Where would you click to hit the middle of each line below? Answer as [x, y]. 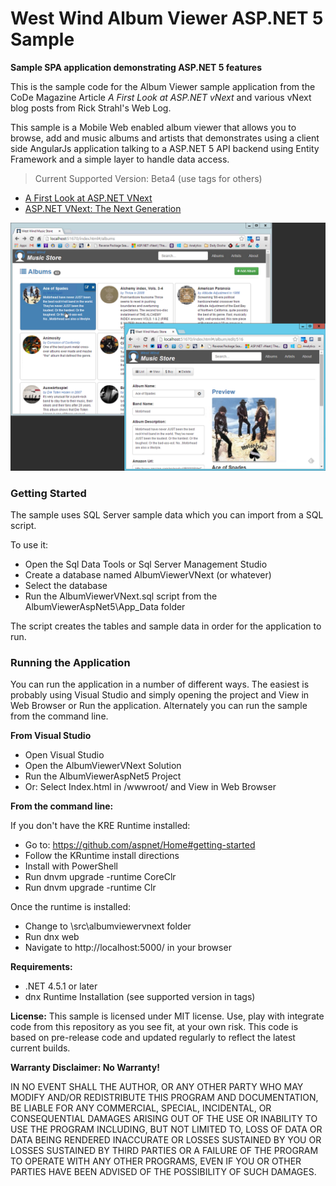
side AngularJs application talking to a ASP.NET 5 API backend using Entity [165, 148]
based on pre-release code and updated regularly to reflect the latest [153, 1038]
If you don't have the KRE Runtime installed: [100, 826]
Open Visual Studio [64, 755]
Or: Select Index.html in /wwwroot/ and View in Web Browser [150, 787]
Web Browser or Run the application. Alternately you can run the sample [159, 706]
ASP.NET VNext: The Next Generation [103, 208]
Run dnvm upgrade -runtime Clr [90, 888]
